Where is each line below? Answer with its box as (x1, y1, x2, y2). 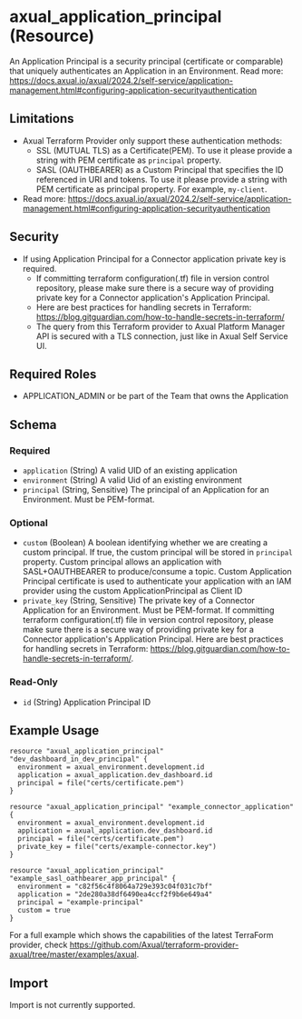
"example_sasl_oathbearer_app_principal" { (9, 874, 177, 884)
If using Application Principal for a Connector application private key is (22, 253, 287, 265)
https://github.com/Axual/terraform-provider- (69, 939, 239, 951)
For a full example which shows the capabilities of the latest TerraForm (9, 930, 274, 941)
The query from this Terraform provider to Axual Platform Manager (35, 321, 286, 332)
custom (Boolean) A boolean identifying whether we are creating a (22, 537, 268, 548)
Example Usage (9, 723, 100, 738)
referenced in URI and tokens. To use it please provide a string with (35, 174, 287, 185)
